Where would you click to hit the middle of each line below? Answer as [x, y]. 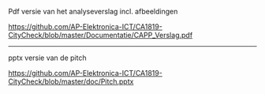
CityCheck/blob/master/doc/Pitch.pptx [71, 81]
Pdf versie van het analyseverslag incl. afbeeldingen [93, 11]
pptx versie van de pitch [47, 58]
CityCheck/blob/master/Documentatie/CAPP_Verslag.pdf [101, 35]
